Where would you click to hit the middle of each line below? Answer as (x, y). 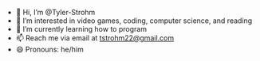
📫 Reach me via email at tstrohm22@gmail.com (95, 38)
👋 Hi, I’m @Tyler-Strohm (55, 12)
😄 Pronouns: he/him (49, 49)
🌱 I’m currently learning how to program (81, 29)
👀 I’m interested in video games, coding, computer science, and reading (134, 21)
